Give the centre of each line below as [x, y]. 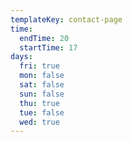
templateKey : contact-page [66, 19]
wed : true [39, 122]
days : [21, 57]
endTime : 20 [44, 38]
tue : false [42, 112]
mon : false [42, 76]
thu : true [39, 103]
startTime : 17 [48, 47]
